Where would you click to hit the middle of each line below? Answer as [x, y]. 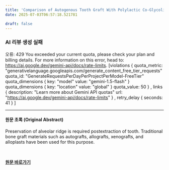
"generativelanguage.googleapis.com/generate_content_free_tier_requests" [84, 71]
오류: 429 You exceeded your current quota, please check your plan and [80, 54]
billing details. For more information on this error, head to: [65, 60]
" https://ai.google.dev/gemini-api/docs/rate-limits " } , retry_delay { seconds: [84, 97]
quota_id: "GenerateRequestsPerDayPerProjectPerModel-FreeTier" [75, 76]
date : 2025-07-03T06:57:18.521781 [41, 15]
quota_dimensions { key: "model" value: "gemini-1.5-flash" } [67, 81]
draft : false [19, 24]
